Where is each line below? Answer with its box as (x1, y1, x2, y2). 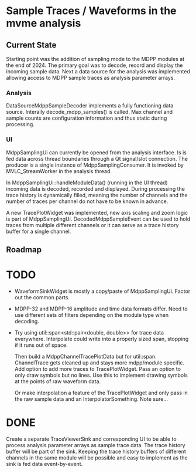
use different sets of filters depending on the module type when (14, 311, 169, 318)
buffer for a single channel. (6, 228, 71, 235)
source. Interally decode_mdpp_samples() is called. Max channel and (6, 109, 173, 116)
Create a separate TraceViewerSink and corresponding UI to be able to (6, 435, 177, 442)
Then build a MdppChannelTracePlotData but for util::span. (14, 353, 157, 360)
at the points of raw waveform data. (14, 377, 101, 385)
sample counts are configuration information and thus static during (6, 114, 167, 121)
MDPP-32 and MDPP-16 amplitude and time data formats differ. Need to (14, 305, 188, 312)
